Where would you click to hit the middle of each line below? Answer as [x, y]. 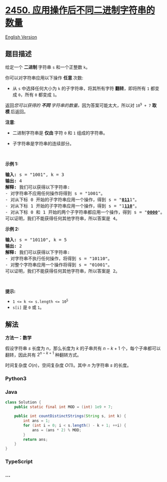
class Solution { [23, 402]
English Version [21, 37]
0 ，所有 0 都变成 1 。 [39, 94]
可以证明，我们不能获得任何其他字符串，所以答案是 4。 [62, 218]
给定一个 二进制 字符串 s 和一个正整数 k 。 [48, 67]
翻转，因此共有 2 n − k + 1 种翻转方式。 [43, 354]
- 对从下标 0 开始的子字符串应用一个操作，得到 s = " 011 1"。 [72, 199]
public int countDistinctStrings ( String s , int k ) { [70, 416]
